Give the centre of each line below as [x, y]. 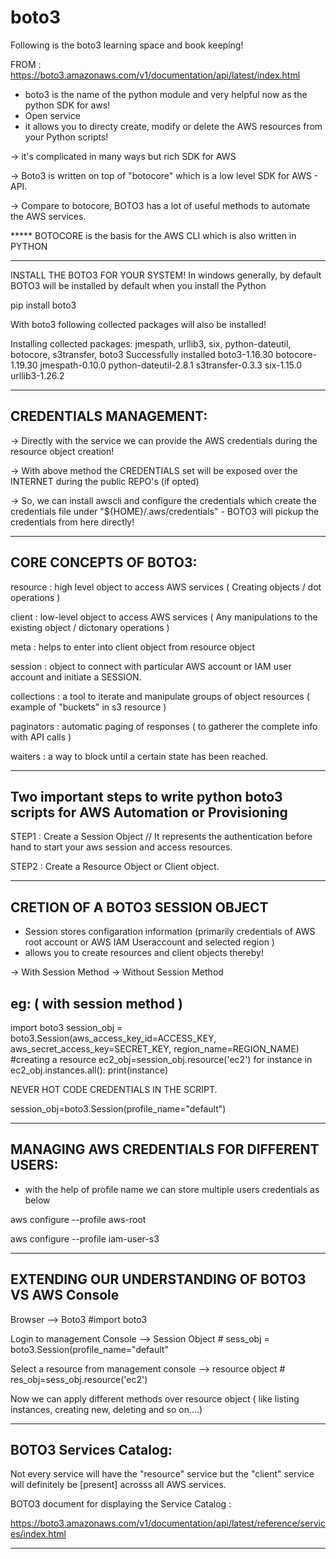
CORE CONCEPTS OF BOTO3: [104, 562]
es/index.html [38, 1534]
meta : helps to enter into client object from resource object [133, 647]
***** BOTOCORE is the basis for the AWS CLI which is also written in [153, 235]
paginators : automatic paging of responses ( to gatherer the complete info [164, 726]
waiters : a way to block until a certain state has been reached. [139, 756]
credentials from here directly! [72, 522]
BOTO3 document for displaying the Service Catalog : [121, 1504]
